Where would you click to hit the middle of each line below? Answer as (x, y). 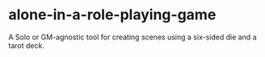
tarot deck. (26, 45)
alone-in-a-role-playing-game (112, 15)
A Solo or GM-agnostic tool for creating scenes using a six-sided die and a (132, 37)
